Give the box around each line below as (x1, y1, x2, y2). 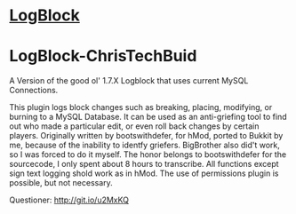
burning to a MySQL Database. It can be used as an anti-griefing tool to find (9, 112, 287, 123)
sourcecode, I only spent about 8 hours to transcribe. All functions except (9, 159, 279, 170)
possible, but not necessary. (9, 178, 113, 188)
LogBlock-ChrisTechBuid (9, 46, 197, 67)
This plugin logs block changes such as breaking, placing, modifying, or (9, 102, 273, 113)
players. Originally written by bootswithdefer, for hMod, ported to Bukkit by (9, 131, 284, 141)
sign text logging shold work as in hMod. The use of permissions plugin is (9, 168, 279, 178)
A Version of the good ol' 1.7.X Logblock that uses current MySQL (9, 75, 249, 86)
